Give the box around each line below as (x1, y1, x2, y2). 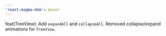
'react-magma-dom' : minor (5, 7, 59, 12)
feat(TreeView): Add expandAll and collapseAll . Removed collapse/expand (5, 21, 161, 27)
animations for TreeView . (5, 26, 56, 32)
